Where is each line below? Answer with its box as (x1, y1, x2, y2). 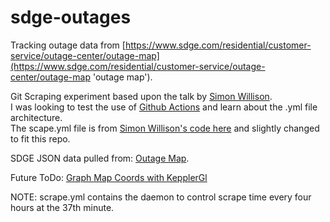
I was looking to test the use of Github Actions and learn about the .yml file (10, 101, 318, 113)
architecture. (10, 111, 63, 123)
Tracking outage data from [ (10, 39, 126, 51)
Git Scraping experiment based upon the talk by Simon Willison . (10, 90, 273, 102)
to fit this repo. (10, 132, 71, 145)
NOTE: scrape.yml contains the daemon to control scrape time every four (10, 191, 312, 203)
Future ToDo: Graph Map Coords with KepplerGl (10, 171, 208, 183)
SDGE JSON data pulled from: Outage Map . (10, 152, 190, 164)
